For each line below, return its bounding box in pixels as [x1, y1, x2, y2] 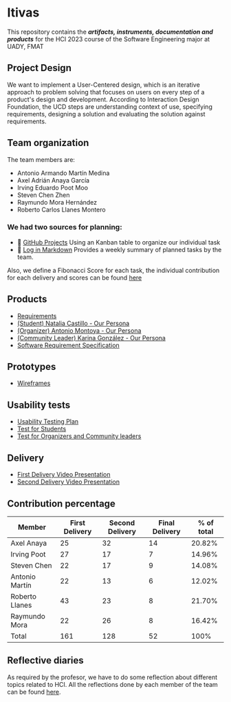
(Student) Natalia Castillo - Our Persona [16, 319, 130, 327]
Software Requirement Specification [16, 341, 120, 349]
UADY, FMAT [7, 42, 44, 50]
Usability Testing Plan [16, 417, 79, 426]
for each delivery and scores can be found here [7, 273, 142, 282]
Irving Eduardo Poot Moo [16, 183, 88, 192]
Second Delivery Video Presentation [16, 477, 120, 486]
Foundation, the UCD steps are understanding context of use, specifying [7, 102, 213, 111]
